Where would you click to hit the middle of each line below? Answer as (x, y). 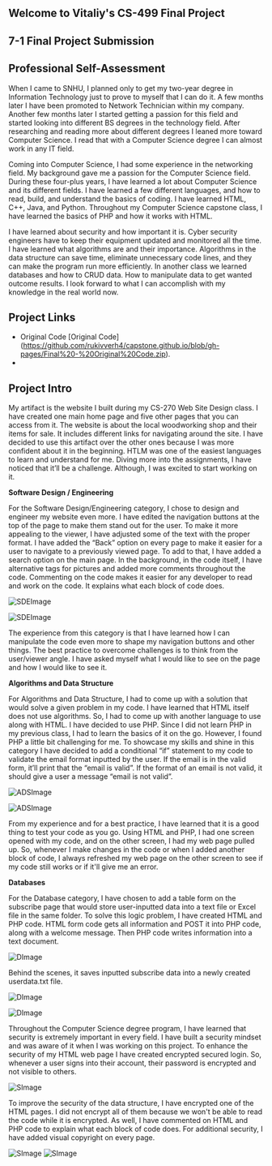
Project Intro (40, 388)
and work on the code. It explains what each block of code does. (117, 586)
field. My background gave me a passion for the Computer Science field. (130, 173)
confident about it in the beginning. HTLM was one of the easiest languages (135, 451)
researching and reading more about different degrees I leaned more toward (136, 131)
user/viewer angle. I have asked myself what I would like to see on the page (134, 659)
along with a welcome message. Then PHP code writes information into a (130, 933)
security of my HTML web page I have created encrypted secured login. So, (135, 1055)
